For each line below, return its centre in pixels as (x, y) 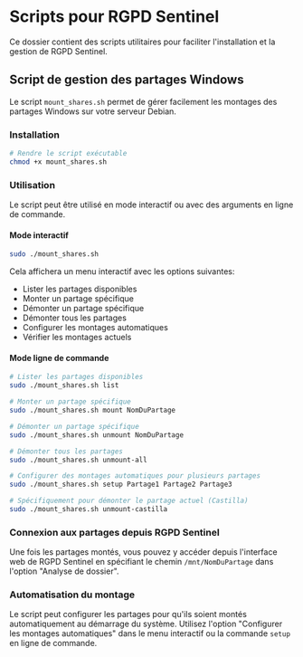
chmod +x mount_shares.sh (58, 162)
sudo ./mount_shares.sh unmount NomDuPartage (96, 435)
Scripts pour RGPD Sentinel (114, 17)
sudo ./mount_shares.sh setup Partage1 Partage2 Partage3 (121, 485)
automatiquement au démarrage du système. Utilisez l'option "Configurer (146, 624)
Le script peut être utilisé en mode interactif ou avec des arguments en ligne (151, 205)
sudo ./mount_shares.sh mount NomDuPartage (93, 410)
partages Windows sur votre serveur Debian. (93, 111)
